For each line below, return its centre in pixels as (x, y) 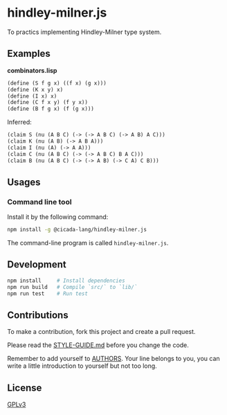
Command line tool (39, 202)
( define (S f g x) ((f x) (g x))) (57, 83)
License (25, 388)
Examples (29, 54)
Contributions (38, 315)
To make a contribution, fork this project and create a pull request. (101, 332)
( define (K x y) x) (35, 89)
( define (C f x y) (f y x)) (48, 103)
